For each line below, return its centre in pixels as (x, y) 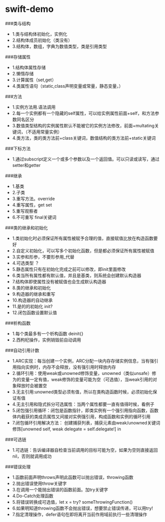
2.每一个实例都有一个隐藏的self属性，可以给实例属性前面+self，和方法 (83, 113)
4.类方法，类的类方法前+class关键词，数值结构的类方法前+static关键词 (84, 138)
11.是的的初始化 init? (32, 306)
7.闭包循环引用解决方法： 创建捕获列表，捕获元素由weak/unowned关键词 (86, 422)
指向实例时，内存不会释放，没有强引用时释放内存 (66, 367)
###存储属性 (18, 57)
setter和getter (26, 165)
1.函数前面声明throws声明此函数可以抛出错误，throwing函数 (73, 477)
